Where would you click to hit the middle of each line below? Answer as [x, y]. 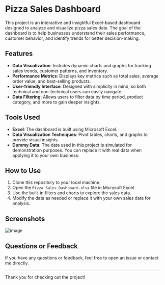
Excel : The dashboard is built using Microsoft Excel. [65, 129]
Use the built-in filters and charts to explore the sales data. [72, 193]
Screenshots [25, 219]
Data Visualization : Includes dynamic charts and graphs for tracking [82, 65]
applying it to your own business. [46, 155]
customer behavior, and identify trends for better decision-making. [72, 38]
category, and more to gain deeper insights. [56, 102]
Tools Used [23, 117]
